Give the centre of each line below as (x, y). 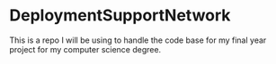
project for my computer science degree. (85, 49)
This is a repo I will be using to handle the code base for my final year (138, 40)
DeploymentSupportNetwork (120, 16)
